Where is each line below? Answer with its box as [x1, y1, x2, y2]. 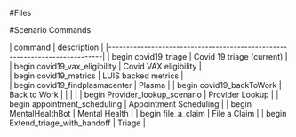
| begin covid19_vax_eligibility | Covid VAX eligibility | [9, 61, 203, 71]
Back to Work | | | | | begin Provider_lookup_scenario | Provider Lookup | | [9, 89, 279, 100]
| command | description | [9, 42, 104, 52]
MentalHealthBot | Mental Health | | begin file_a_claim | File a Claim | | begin [9, 109, 287, 118]
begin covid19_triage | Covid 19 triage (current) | [111, 52, 288, 61]
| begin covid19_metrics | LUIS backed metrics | [9, 70, 184, 81]
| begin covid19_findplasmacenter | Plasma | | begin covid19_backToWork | [9, 80, 282, 90]
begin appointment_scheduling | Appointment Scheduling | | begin [9, 99, 252, 109]
